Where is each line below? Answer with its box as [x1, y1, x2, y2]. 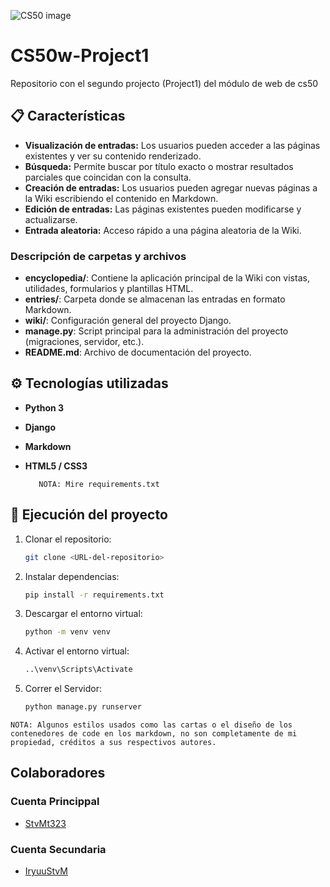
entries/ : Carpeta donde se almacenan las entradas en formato [24, 293, 286, 305]
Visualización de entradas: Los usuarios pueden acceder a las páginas [24, 139, 321, 151]
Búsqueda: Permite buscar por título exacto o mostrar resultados [24, 160, 294, 172]
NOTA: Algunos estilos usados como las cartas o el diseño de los [10, 720, 293, 730]
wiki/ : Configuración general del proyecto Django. [24, 315, 232, 327]
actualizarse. [24, 213, 78, 225]
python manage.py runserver [24, 702, 142, 712]
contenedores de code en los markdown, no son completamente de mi [10, 729, 298, 739]
